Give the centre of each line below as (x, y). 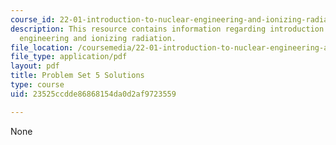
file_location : (42, 47)
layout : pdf (35, 66)
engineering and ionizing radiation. (98, 38)
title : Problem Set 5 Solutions (77, 76)
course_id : (33, 19)
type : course (37, 85)
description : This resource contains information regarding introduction (167, 29)
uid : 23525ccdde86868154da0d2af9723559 (93, 94)
